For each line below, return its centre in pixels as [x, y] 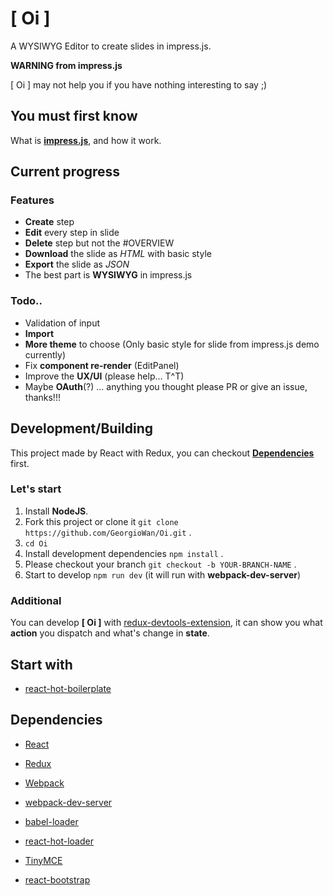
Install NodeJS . [56, 511]
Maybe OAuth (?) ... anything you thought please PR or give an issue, [166, 386]
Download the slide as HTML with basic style [118, 254]
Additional [36, 600]
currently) [45, 354]
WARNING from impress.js [66, 65]
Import [39, 333]
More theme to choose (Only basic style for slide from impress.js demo [172, 344]
